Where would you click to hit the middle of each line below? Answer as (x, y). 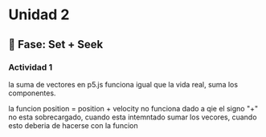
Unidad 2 (39, 15)
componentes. (32, 93)
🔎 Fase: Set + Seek (56, 44)
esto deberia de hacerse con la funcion (73, 125)
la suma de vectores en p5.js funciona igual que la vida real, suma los (123, 84)
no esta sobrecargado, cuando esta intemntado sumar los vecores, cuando (133, 117)
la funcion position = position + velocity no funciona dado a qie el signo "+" (133, 108)
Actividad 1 (31, 67)
